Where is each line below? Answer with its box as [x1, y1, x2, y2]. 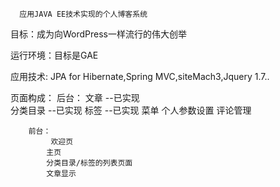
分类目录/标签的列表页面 [46, 158, 133, 168]
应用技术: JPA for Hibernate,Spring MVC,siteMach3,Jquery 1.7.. [10, 71, 270, 82]
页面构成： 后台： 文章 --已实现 [10, 92, 140, 103]
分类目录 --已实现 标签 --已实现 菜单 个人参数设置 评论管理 [10, 104, 252, 116]
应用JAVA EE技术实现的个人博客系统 [19, 9, 148, 19]
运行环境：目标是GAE [10, 49, 99, 61]
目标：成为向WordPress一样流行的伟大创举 [10, 28, 188, 40]
